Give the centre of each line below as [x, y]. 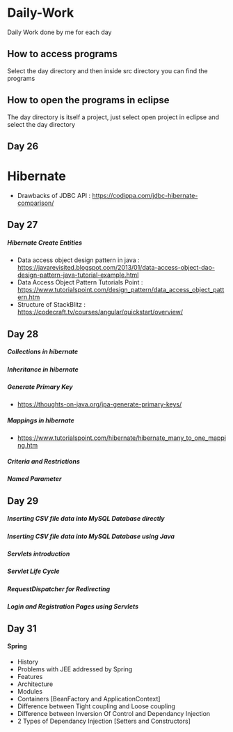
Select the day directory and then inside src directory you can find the [107, 70]
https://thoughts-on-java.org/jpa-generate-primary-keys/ [99, 404]
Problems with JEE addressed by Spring [75, 669]
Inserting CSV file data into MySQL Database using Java [91, 536]
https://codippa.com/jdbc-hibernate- [145, 195]
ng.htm [27, 445]
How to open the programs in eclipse [88, 100]
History [28, 662]
